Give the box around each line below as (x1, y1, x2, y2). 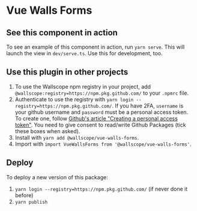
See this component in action (6, 28, 118, 38)
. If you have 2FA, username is (112, 102, 184, 109)
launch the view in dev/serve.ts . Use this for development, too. (6, 50, 163, 57)
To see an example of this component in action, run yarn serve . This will (6, 43, 185, 50)
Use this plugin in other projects (6, 67, 129, 77)
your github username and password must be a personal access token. (14, 108, 189, 116)
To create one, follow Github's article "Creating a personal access (14, 114, 178, 122)
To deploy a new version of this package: (6, 173, 108, 180)
